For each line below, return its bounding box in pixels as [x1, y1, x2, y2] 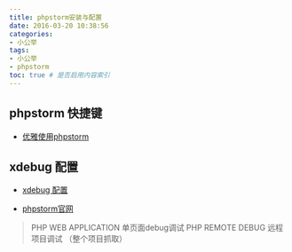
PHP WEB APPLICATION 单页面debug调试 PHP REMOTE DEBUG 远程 [30, 223, 284, 233]
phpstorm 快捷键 [9, 106, 103, 121]
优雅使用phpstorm [21, 130, 90, 142]
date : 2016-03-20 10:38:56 [9, 21, 109, 30]
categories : [9, 29, 53, 38]
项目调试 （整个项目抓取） [30, 233, 127, 244]
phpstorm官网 [21, 203, 74, 214]
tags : [9, 46, 29, 55]
